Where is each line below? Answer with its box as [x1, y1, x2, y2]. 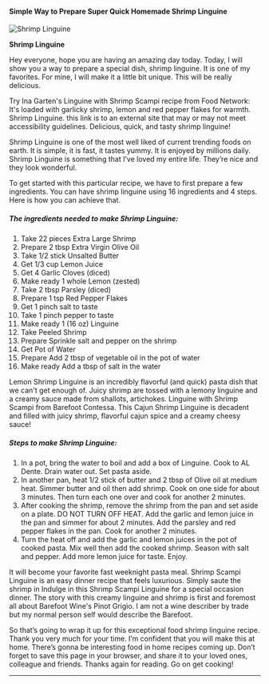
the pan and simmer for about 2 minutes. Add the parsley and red [20, 517, 236, 528]
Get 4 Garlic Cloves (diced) [20, 268, 110, 278]
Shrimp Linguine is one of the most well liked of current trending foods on [9, 137, 251, 147]
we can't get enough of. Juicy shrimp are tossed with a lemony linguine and [9, 385, 258, 396]
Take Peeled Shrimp [20, 328, 87, 337]
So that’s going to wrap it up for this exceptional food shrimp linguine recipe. [9, 626, 260, 635]
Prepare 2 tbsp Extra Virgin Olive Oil [20, 243, 140, 252]
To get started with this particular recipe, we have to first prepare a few [9, 179, 243, 188]
